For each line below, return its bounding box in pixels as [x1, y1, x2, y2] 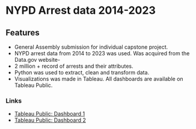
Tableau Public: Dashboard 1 [14, 110, 85, 118]
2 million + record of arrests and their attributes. [14, 62, 133, 70]
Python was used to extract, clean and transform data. [14, 69, 150, 76]
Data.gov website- [14, 56, 61, 63]
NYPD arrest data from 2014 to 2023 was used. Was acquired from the [14, 50, 190, 57]
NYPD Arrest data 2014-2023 [5, 4, 156, 17]
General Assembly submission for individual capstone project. [14, 43, 168, 50]
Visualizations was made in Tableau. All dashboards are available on [14, 76, 184, 82]
